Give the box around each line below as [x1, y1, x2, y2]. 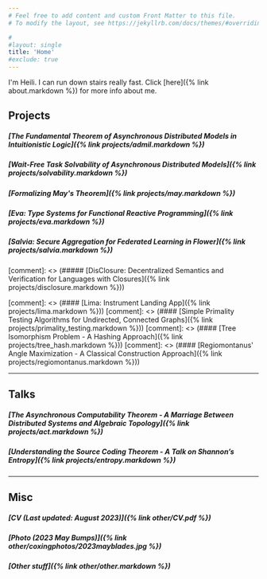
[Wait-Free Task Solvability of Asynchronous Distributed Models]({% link [8, 160, 257, 170]
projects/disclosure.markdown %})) [8, 282, 125, 291]
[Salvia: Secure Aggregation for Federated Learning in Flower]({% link [8, 237, 246, 247]
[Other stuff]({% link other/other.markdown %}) [8, 561, 171, 571]
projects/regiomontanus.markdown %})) [8, 357, 141, 366]
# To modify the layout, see [8, 19, 105, 27]
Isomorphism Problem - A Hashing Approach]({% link [8, 331, 184, 341]
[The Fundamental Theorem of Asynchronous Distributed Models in [8, 131, 237, 140]
